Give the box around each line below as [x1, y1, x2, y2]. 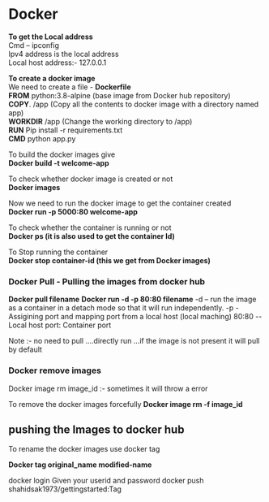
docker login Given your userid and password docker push [8, 476, 204, 486]
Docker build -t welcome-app [8, 158, 109, 167]
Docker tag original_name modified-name [8, 460, 152, 470]
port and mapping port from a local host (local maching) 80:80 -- [45, 312, 263, 322]
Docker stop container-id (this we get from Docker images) [8, 255, 211, 265]
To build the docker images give [8, 149, 116, 159]
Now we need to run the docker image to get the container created [8, 198, 232, 208]
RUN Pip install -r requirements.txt [8, 125, 123, 135]
